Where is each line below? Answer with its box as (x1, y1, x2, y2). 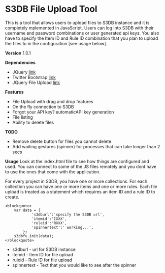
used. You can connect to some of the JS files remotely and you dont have (5, 164, 157, 169)
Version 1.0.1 (5, 50, 31, 56)
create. (5, 194, 20, 200)
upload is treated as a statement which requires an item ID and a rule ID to (5, 189, 155, 194)
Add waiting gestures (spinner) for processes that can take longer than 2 (12, 143, 160, 149)
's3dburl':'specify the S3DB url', (31, 212, 105, 217)
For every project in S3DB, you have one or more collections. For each (5, 178, 148, 184)
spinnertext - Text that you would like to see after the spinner (12, 262, 136, 268)
